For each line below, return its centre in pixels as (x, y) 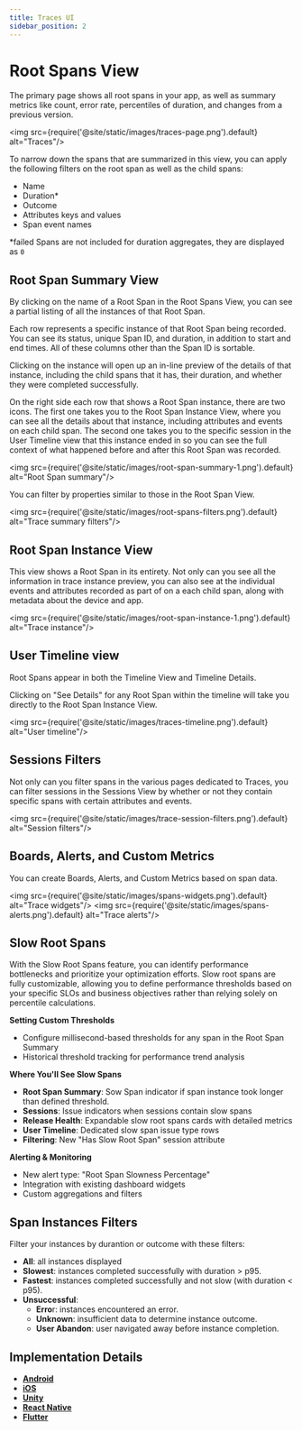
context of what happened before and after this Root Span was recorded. (145, 450)
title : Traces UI (42, 18)
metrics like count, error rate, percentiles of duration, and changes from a (146, 105)
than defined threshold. (66, 1102)
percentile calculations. (53, 1003)
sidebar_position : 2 (48, 26)
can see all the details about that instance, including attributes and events (146, 421)
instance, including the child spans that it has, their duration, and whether (146, 375)
